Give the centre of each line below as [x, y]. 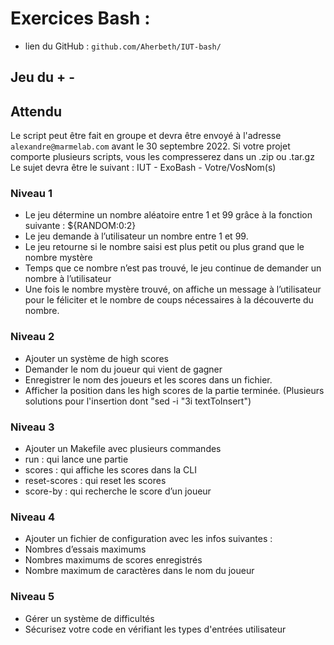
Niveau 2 [32, 337]
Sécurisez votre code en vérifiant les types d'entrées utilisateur [155, 629]
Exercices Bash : [80, 18]
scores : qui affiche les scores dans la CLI [111, 470]
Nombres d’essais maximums [85, 549]
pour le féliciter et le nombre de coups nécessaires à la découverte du [169, 300]
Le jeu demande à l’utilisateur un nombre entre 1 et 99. [136, 236]
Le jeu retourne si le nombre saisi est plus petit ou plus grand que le [164, 247]
